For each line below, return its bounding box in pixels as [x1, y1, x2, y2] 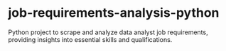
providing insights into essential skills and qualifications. [8, 35, 173, 43]
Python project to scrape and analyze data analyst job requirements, [8, 28, 208, 36]
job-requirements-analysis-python [8, 5, 220, 21]
